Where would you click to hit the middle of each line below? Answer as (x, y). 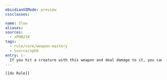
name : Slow (16, 23)
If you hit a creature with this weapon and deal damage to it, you (82, 60)
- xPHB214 (20, 37)
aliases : (14, 28)
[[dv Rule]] (17, 74)
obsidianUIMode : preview (31, 10)
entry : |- (15, 55)
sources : (14, 33)
